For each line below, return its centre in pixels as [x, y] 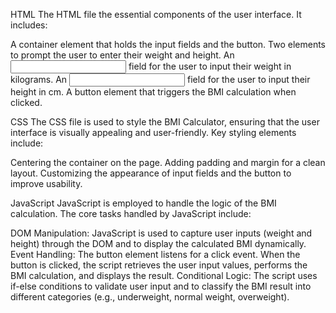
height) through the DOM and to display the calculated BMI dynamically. [158, 243]
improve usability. [46, 183]
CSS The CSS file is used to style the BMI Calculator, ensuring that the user [165, 122]
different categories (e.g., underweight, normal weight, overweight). [150, 297]
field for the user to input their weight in [210, 66]
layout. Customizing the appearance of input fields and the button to [151, 173]
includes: [29, 25]
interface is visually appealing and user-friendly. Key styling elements [153, 132]
